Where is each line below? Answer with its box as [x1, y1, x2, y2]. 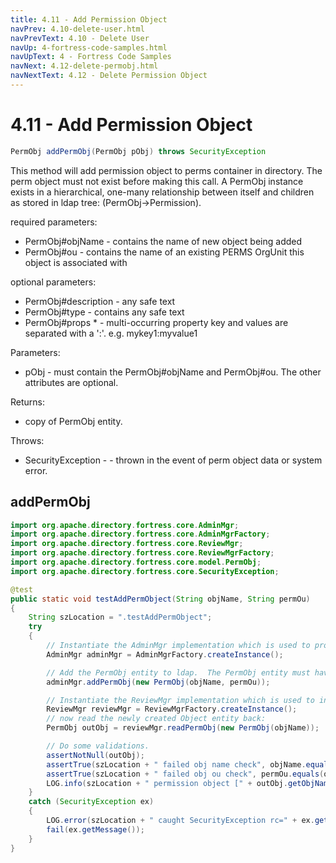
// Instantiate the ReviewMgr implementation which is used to [46, 695, 315, 705]
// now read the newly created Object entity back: [46, 714, 267, 724]
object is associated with [24, 256, 128, 268]
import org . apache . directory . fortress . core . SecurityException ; [10, 566, 280, 576]
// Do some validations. [46, 741, 150, 751]
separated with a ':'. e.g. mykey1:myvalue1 [24, 327, 198, 339]
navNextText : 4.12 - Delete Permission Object [10, 71, 208, 81]
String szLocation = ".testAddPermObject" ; [28, 612, 213, 623]
